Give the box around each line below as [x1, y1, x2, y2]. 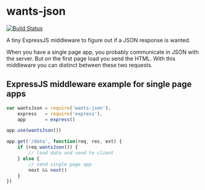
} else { [17, 155, 40, 162]
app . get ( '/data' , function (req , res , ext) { [6, 139, 122, 145]
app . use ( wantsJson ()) [6, 127, 62, 134]
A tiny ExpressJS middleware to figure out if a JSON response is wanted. [6, 36, 191, 44]
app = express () [17, 116, 75, 123]
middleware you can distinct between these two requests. [6, 61, 153, 69]
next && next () [28, 167, 68, 173]
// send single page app [28, 161, 92, 167]
